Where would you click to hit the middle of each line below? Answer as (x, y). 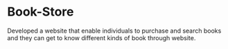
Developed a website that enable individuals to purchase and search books (114, 31)
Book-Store (41, 12)
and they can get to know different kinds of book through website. (102, 37)
